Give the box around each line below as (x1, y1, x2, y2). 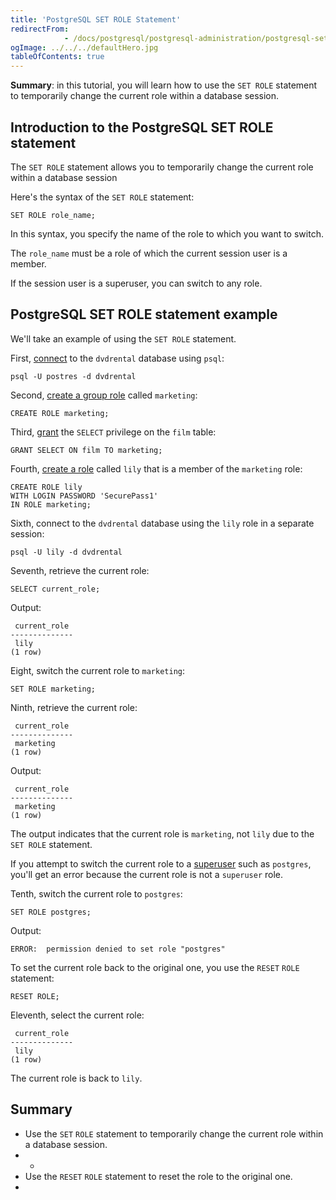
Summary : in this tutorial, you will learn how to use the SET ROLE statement (10, 79, 318, 91)
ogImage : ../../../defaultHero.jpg (10, 42, 159, 53)
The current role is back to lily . (10, 1072, 143, 1084)
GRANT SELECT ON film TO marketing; (10, 445, 163, 455)
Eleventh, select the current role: (10, 1009, 145, 1021)
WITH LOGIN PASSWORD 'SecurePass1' (10, 491, 159, 501)
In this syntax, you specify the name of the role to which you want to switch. (10, 227, 324, 240)
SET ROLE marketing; (10, 684, 97, 694)
